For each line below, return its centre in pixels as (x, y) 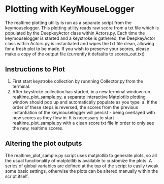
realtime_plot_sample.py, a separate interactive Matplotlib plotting (79, 97)
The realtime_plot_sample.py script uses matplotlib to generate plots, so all (81, 155)
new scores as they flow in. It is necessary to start (63, 118)
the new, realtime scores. (38, 128)
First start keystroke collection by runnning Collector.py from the (78, 81)
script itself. (17, 176)
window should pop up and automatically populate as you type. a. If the (85, 102)
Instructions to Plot (35, 69)
